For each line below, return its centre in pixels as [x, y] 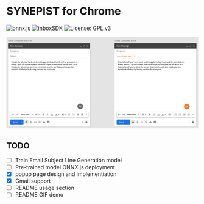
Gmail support [33, 181]
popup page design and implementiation [66, 174]
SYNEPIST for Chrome [64, 11]
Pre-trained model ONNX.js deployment [65, 167]
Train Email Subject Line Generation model [69, 160]
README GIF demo [39, 195]
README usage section [45, 188]
